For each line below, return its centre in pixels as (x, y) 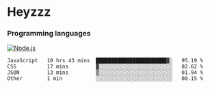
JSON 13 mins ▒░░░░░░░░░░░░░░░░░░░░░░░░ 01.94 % (105, 73)
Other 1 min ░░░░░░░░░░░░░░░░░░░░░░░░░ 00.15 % (105, 79)
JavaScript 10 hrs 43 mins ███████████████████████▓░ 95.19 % (105, 61)
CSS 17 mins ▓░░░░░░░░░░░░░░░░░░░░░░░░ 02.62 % (105, 67)
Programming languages (49, 34)
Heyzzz (29, 12)
